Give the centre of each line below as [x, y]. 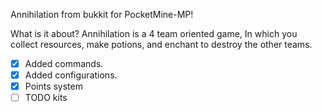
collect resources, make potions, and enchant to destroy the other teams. [161, 44]
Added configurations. [71, 75]
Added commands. [64, 63]
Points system [53, 86]
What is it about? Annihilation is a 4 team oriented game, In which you [154, 33]
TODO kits [46, 98]
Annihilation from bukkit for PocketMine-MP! [102, 14]
